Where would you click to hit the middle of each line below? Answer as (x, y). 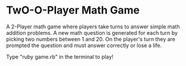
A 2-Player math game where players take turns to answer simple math (93, 27)
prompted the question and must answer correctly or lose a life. (84, 45)
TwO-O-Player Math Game (73, 10)
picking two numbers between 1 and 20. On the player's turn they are (91, 39)
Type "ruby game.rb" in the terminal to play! (60, 57)
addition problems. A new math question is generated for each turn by (92, 32)
